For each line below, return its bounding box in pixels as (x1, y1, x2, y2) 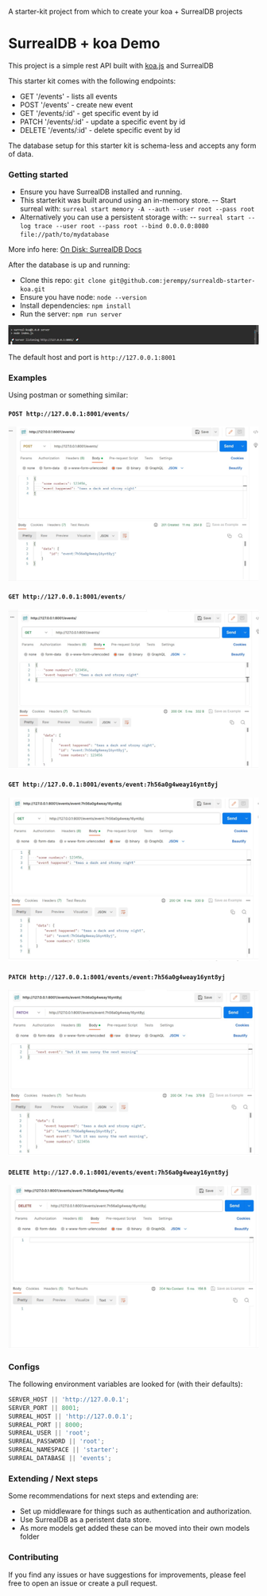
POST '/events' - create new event (19, 99, 133, 110)
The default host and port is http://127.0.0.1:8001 (8, 352, 176, 362)
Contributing (8, 1551, 59, 1563)
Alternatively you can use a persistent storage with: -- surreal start (19, 212, 245, 222)
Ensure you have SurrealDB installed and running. (19, 187, 183, 197)
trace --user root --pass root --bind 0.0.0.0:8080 (34, 223, 209, 230)
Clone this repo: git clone (19, 276, 106, 285)
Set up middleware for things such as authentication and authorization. (19, 1506, 252, 1517)
